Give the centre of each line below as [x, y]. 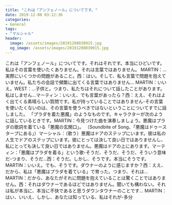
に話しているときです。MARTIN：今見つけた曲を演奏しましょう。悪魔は [81, 120]
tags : [11, 29]
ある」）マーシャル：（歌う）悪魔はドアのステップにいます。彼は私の [94, 133]
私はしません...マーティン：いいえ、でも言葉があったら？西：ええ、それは [83, 95]
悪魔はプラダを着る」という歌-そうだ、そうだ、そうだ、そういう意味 [93, 152]
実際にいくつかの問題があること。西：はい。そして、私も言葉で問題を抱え [84, 76]
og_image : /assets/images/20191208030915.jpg [59, 48]
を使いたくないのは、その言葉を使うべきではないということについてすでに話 [86, 108]
